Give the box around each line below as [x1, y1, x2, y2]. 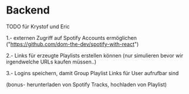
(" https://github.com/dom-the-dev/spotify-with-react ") [6, 41, 139, 48]
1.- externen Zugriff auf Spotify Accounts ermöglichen [6, 34, 137, 41]
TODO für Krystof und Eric [6, 23, 70, 30]
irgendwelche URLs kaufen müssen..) [6, 58, 97, 65]
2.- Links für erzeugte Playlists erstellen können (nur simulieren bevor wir [6, 52, 184, 59]
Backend [6, 4, 50, 17]
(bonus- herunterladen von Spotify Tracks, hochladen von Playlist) [6, 80, 167, 88]
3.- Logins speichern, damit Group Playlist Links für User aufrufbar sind [6, 69, 179, 76]
